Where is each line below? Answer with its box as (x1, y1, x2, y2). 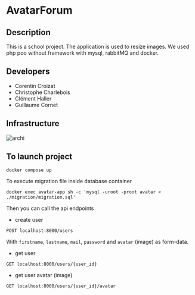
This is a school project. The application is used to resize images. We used (6, 43, 190, 50)
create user (14, 216, 44, 224)
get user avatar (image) (14, 272, 73, 279)
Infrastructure (6, 118, 60, 128)
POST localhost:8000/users (6, 228, 73, 234)
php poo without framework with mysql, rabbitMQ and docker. (6, 49, 159, 57)
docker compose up (6, 167, 52, 173)
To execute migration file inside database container (6, 178, 132, 185)
